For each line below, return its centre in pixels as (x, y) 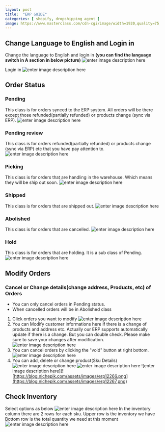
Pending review (24, 133)
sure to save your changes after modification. (58, 339)
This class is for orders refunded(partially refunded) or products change (78, 144)
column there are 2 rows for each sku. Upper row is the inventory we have (80, 414)
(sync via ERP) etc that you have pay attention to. (55, 149)
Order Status (25, 85)
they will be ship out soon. (32, 182)
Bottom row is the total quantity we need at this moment (62, 419)
